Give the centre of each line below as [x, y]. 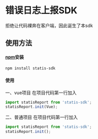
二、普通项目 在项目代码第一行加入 [41, 117]
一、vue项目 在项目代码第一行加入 [41, 93]
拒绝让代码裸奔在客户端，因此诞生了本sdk [49, 25]
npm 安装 [15, 57]
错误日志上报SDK [41, 10]
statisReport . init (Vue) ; [31, 107]
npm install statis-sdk [30, 68]
